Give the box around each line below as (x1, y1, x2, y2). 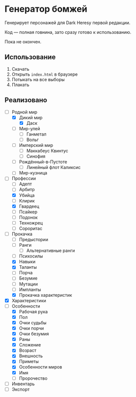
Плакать (11, 82, 30, 87)
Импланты (19, 286, 41, 292)
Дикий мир (19, 114, 43, 120)
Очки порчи (19, 325, 44, 331)
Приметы (19, 359, 39, 365)
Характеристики (11, 297, 46, 303)
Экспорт (11, 386, 30, 392)
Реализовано (4, 96, 48, 104)
